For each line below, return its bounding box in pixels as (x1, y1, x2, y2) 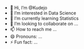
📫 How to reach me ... (10, 26, 57, 32)
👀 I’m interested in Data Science (10, 10, 76, 16)
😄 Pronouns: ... (10, 33, 43, 39)
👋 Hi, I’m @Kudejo (10, 5, 48, 10)
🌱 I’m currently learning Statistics (10, 15, 79, 21)
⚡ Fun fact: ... (10, 39, 38, 45)
